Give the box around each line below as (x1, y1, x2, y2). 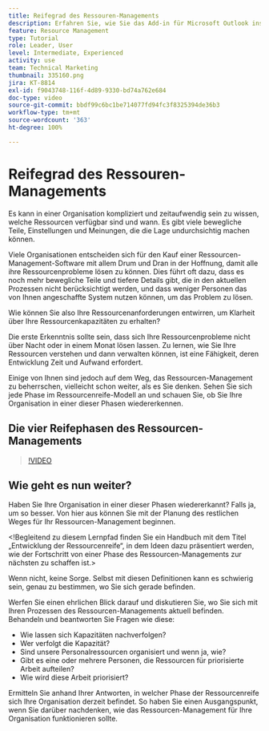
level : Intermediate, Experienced (8, 49, 124, 57)
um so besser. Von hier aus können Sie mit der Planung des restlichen (8, 508, 239, 518)
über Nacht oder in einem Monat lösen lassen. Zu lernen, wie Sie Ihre (8, 340, 236, 349)
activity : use (8, 57, 56, 65)
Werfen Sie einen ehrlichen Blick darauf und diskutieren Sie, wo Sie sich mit (8, 598, 259, 608)
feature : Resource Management (8, 26, 110, 34)
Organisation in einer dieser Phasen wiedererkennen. (8, 398, 184, 408)
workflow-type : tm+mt (8, 109, 81, 117)
